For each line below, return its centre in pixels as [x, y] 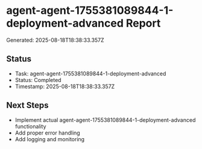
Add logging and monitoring [50, 139]
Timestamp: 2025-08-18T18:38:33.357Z [65, 86]
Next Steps [27, 105]
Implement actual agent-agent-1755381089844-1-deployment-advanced [105, 120]
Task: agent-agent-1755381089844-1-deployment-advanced [90, 74]
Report [143, 23]
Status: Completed [38, 80]
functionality [30, 126]
